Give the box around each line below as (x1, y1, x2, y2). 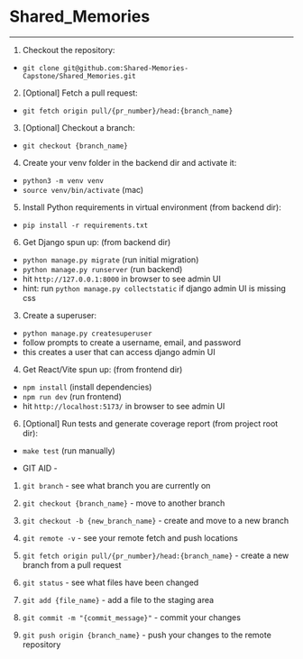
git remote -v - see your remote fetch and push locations (22, 532, 239, 543)
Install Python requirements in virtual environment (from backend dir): (22, 201, 282, 213)
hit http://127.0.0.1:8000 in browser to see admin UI (22, 273, 221, 284)
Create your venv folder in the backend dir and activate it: (22, 157, 237, 168)
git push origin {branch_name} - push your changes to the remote (22, 629, 272, 640)
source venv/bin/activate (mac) (22, 184, 144, 195)
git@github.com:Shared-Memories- (62, 63, 189, 73)
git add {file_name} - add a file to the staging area (22, 594, 215, 605)
